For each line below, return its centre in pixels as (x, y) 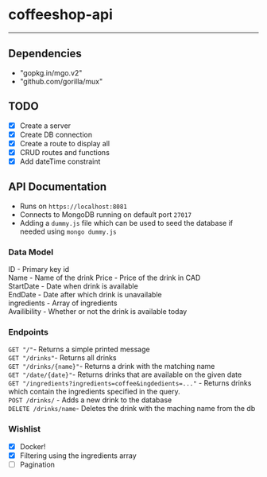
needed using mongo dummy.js (68, 231)
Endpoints (29, 332)
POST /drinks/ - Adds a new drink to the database (90, 400)
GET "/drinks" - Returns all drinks (62, 358)
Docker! (33, 446)
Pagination (37, 464)
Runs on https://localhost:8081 (73, 206)
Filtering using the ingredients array (78, 456)
